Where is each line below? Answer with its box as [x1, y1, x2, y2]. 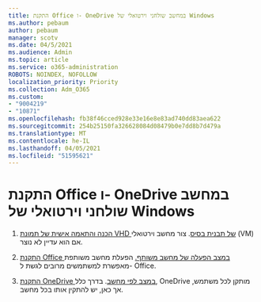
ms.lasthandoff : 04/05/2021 [8, 144, 101, 152]
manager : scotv [8, 33, 59, 42]
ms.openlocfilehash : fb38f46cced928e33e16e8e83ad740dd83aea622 [8, 115, 221, 123]
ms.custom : [8, 93, 44, 101]
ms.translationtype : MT [8, 129, 87, 137]
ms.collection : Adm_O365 [8, 85, 90, 94]
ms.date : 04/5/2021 [8, 41, 73, 49]
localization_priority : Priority [8, 78, 119, 86]
